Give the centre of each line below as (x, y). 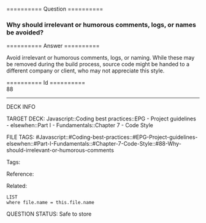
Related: (17, 186)
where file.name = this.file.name (51, 203)
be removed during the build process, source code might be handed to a (98, 65)
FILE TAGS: (21, 137)
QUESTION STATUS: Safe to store (49, 214)
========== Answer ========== (53, 46)
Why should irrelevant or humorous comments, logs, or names (101, 25)
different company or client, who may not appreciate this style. (86, 71)
